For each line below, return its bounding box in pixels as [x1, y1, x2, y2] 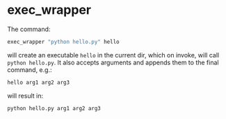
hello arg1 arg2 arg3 [7, 79, 70, 86]
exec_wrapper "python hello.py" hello [7, 38, 120, 45]
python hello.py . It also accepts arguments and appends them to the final [7, 58, 219, 66]
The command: [7, 25, 51, 33]
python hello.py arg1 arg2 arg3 [7, 104, 101, 112]
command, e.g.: [7, 65, 52, 74]
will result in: [7, 91, 44, 100]
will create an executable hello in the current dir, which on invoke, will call [7, 51, 220, 59]
